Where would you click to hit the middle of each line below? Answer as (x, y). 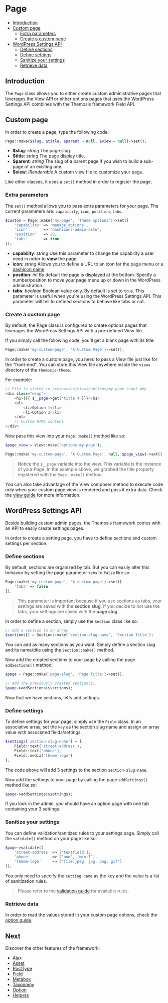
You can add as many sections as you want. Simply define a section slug (80, 645)
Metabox (22, 979)
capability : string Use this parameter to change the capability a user (83, 253)
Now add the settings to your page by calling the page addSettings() (76, 779)
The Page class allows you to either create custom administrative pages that (83, 93)
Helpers (21, 995)
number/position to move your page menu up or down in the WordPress (87, 280)
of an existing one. (43, 167)
